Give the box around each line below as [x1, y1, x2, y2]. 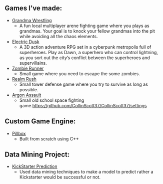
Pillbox [11, 130, 26, 136]
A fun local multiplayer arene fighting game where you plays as [19, 23, 149, 29]
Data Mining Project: [4, 150, 70, 159]
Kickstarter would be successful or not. [19, 174, 101, 180]
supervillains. [19, 60, 47, 66]
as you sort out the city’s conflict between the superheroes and [19, 55, 150, 61]
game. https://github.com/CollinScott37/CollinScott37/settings [19, 102, 147, 108]
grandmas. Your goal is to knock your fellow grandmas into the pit [19, 28, 155, 34]
